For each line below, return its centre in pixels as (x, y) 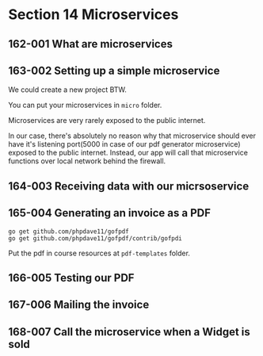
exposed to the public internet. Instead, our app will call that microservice (128, 153)
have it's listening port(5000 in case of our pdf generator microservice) (124, 144)
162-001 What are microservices (90, 44)
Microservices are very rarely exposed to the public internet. (107, 121)
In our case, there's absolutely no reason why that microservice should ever (132, 136)
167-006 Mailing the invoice (79, 305)
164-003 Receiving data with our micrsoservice (129, 186)
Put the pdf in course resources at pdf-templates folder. (99, 253)
